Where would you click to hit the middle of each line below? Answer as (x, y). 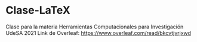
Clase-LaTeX (38, 10)
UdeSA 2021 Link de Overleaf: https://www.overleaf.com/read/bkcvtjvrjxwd (98, 33)
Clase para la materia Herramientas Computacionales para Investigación (95, 27)
